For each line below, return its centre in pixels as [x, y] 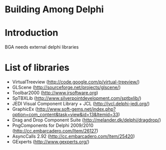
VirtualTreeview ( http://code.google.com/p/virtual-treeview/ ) [76, 82]
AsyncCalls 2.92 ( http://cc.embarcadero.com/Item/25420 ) [74, 136]
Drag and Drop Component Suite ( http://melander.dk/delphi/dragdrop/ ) [87, 120]
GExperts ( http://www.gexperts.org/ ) [51, 142]
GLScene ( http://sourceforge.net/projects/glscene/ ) [66, 88]
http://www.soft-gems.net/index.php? [76, 109]
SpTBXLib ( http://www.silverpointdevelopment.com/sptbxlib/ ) [77, 98]
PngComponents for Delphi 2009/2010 [53, 125]
